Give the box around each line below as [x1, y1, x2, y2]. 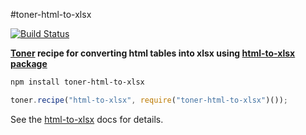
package [10, 58, 48, 69]
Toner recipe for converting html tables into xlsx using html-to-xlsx [10, 47, 296, 59]
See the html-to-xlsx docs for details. [10, 113, 164, 125]
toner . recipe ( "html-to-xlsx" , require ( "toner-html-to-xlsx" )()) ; [10, 95, 288, 105]
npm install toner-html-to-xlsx [10, 77, 145, 87]
